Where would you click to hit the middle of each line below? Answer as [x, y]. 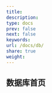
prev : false [21, 29]
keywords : [19, 40]
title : [14, 12]
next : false [21, 34]
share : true [21, 51]
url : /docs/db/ [25, 46]
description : [22, 18]
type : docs [20, 23]
